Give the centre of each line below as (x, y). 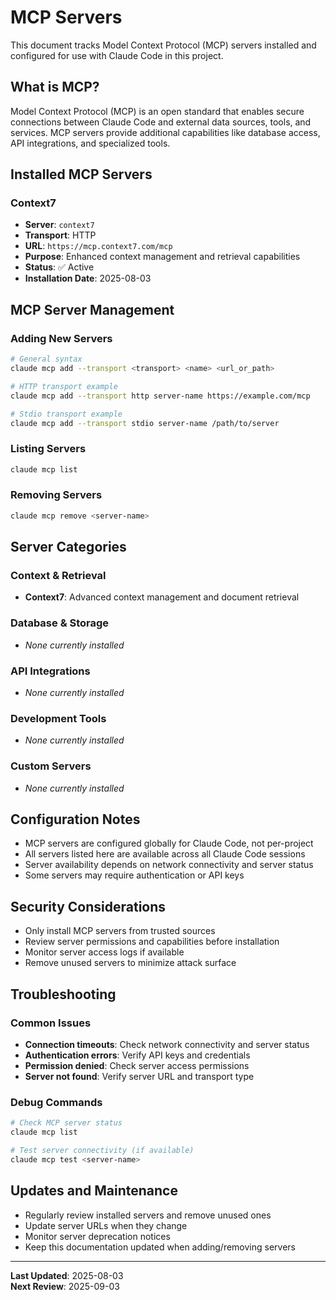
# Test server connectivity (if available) (102, 1150)
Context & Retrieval (58, 576)
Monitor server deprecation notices (97, 1236)
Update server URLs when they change (106, 1225)
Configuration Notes (75, 819)
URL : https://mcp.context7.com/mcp (98, 246)
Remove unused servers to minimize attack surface (130, 963)
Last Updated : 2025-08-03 (67, 1275)
